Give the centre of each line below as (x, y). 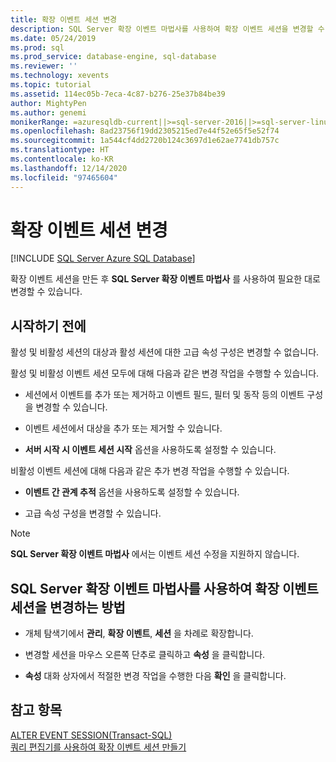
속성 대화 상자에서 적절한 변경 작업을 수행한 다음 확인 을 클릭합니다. (155, 676)
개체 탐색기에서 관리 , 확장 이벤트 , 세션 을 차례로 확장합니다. (139, 633)
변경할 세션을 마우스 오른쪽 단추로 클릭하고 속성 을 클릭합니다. (145, 655)
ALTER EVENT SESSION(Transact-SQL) (91, 735)
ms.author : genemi (48, 112)
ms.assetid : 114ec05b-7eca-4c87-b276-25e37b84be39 (118, 94)
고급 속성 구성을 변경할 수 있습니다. (93, 513)
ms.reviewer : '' (44, 66)
